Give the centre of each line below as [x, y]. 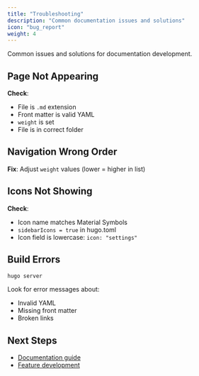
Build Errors [34, 260]
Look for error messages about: [53, 289]
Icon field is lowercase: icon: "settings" [78, 237]
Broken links [36, 318]
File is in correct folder [50, 130]
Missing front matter [47, 311]
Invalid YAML [37, 303]
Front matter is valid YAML [56, 115]
